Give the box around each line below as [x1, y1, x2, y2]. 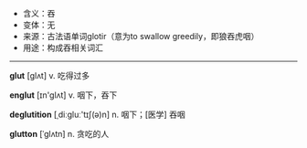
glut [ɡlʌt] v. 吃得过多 [9, 70, 90, 80]
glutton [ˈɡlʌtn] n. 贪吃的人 [9, 129, 110, 139]
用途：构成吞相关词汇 [22, 42, 103, 53]
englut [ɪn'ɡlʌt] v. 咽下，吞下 [9, 90, 118, 100]
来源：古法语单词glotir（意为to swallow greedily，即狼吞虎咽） [22, 31, 259, 41]
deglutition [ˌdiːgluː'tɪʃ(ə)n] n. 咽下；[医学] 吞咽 [9, 109, 185, 120]
